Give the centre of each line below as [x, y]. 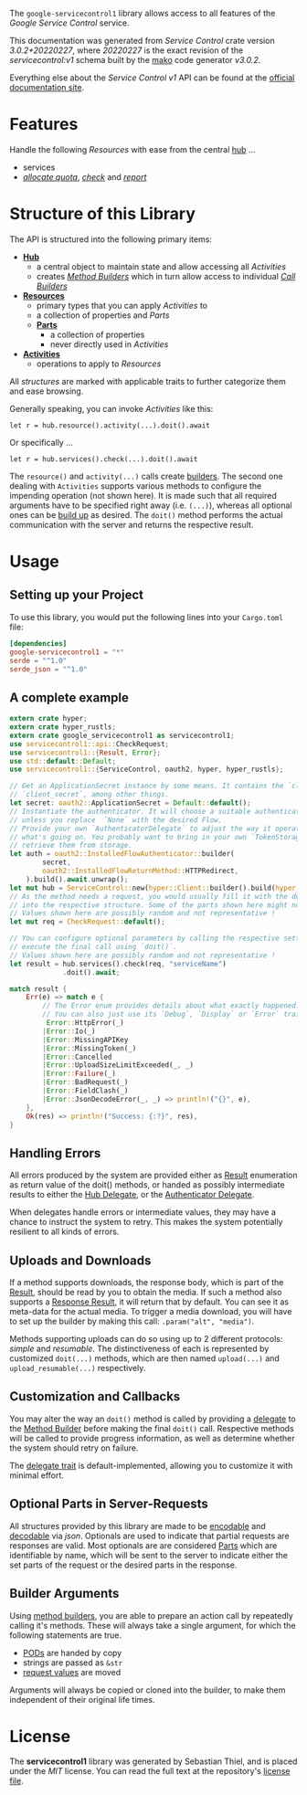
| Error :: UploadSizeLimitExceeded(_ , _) [118, 1065]
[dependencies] [38, 643]
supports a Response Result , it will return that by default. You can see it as [149, 1302]
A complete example [69, 697]
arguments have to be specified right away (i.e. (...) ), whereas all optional [151, 505]
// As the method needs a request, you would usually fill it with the [148, 896]
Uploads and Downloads [80, 1260]
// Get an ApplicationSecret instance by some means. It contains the [147, 786]
